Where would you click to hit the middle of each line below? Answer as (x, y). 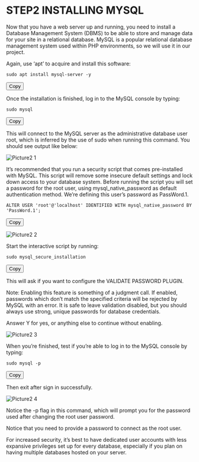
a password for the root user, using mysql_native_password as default (92, 188)
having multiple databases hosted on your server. (67, 452)
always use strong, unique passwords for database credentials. (84, 311)
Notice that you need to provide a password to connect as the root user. (94, 428)
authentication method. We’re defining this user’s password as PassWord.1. (97, 194)
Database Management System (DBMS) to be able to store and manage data (99, 33)
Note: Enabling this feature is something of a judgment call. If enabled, (92, 293)
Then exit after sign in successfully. (49, 387)
